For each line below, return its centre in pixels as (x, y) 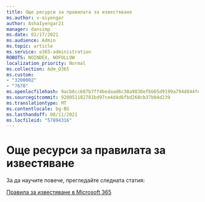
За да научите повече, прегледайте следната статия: (76, 181)
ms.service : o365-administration (49, 52)
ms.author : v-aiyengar (35, 18)
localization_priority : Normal (46, 63)
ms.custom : (20, 75)
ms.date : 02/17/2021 (33, 35)
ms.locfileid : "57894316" (39, 120)
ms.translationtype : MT (37, 103)
